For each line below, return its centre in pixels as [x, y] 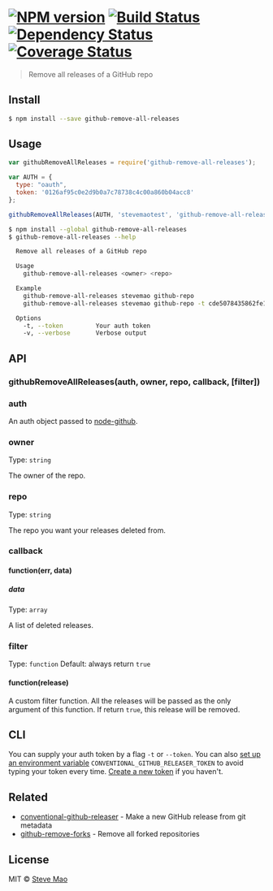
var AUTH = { [30, 177]
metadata [36, 825]
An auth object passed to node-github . [73, 421]
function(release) [39, 682]
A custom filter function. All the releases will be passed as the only [120, 701]
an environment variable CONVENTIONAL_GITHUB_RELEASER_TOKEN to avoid [126, 763]
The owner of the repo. [47, 476]
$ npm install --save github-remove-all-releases [94, 119]
